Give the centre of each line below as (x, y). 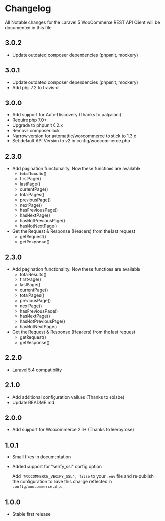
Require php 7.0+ (29, 120)
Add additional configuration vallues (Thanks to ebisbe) (68, 397)
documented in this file (28, 27)
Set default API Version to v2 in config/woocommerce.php (71, 141)
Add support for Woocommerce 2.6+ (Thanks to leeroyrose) (73, 430)
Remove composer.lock (36, 131)
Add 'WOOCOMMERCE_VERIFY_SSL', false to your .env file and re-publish (83, 476)
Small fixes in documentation (41, 457)
